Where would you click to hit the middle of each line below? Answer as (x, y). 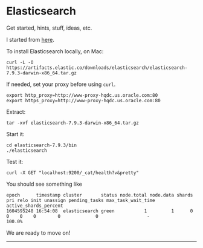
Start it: (15, 134)
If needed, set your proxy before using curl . (61, 84)
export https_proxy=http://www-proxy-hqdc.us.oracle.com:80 (84, 100)
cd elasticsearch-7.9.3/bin (42, 145)
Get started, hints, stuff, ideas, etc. (49, 28)
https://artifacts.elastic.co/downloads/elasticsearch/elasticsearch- (97, 68)
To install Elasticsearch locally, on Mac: (55, 51)
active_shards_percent (35, 206)
